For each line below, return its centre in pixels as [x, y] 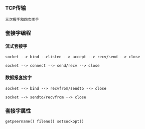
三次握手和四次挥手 [22, 20]
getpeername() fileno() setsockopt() [45, 121]
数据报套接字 [18, 78]
